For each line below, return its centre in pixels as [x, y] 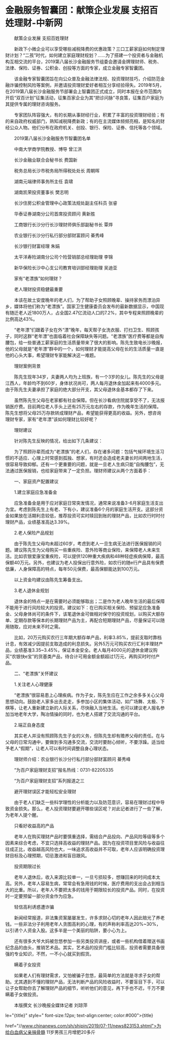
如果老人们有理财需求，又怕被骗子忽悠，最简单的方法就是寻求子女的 [85, 975]
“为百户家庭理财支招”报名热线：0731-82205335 [64, 770]
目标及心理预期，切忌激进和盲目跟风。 [49, 855]
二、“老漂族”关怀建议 [36, 673]
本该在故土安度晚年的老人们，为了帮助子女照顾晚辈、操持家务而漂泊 [85, 300]
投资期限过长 [27, 866]
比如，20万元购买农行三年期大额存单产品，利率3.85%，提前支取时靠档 [88, 637]
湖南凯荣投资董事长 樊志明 [41, 192]
